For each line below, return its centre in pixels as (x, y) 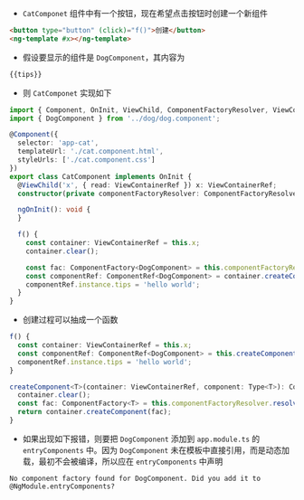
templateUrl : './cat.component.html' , (91, 152)
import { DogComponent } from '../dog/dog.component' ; (115, 118)
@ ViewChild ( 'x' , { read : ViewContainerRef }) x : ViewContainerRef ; (147, 185)
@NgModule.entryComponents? (62, 486)
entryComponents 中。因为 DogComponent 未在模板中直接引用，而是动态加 (156, 449)
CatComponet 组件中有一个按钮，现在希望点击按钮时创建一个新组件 (145, 13)
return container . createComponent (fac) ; (95, 412)
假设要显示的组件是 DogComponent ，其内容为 (104, 57)
